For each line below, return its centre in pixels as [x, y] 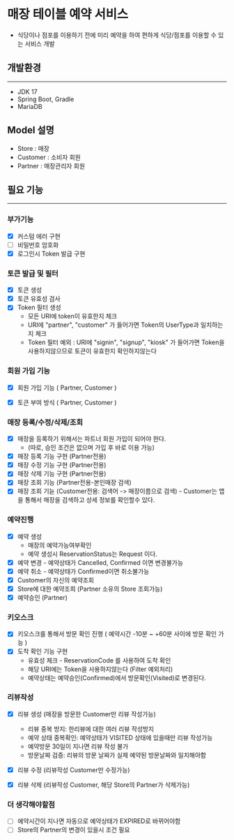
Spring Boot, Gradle [46, 99]
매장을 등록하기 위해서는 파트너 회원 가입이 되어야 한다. [92, 439]
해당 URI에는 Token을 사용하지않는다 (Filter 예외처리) [100, 669]
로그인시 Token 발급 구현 [51, 253]
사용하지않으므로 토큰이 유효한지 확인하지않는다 [92, 351]
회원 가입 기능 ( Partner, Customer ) [67, 388]
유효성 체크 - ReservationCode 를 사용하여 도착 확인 [99, 660]
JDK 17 [27, 91]
